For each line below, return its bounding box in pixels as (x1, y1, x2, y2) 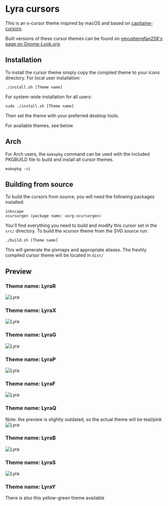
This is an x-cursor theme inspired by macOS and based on (5, 20, 131, 26)
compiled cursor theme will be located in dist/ (5, 252, 104, 259)
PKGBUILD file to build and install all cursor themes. (5, 156, 114, 162)
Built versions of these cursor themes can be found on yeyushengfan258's (5, 35, 163, 41)
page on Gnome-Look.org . (5, 40, 61, 47)
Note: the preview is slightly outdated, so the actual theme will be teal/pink (5, 416, 162, 423)
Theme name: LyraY (5, 483, 56, 491)
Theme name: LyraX (5, 307, 57, 314)
